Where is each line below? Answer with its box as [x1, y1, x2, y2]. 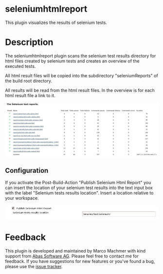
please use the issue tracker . [5, 264, 63, 270]
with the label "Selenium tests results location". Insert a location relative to [5, 190, 154, 196]
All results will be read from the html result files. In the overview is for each [5, 87, 155, 93]
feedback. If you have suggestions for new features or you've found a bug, [5, 258, 155, 264]
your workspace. [5, 195, 39, 201]
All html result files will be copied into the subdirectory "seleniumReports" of [5, 72, 158, 79]
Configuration [5, 167, 49, 175]
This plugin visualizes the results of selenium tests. [5, 20, 107, 25]
